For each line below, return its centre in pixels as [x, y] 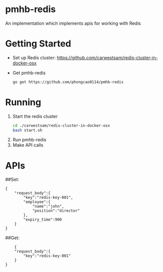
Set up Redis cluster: [34, 58]
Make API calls [28, 145]
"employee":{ [37, 202]
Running [23, 102]
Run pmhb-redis [29, 140]
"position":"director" [56, 211]
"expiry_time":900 [43, 220]
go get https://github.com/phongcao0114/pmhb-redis [68, 82]
